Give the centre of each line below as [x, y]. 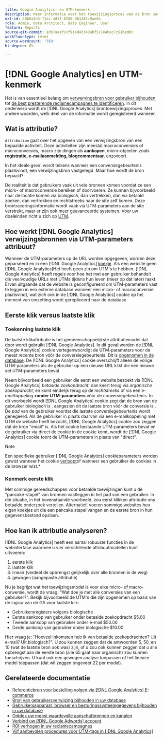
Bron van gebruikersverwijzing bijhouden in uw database [69, 700]
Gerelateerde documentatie [48, 678]
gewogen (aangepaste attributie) [45, 577]
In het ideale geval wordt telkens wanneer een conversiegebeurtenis [73, 166]
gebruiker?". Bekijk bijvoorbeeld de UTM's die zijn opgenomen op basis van [81, 597]
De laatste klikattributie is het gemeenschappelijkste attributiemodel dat [77, 339]
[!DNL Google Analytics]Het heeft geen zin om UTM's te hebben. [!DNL [76, 269]
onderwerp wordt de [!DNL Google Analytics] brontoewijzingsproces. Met [79, 108]
